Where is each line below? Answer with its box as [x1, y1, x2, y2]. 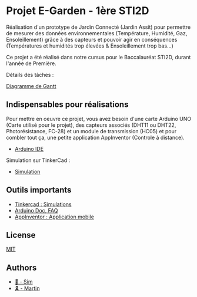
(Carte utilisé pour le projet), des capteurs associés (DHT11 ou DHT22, [6, 122, 176, 129]
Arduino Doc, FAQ [14, 207, 58, 214]
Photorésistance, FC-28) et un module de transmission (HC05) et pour [6, 127, 177, 134]
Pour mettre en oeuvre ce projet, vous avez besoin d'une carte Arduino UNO [6, 115, 192, 122]
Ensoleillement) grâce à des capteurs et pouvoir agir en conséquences [6, 36, 178, 43]
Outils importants [6, 185, 72, 195]
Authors [6, 262, 37, 272]
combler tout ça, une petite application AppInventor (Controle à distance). [6, 134, 185, 141]
